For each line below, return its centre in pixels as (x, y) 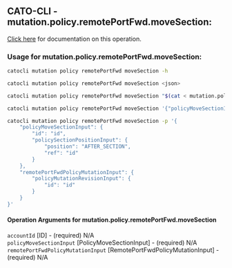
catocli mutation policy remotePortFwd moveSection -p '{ (92, 121)
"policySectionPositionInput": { (80, 140)
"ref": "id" (61, 153)
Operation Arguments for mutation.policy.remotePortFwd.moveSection (112, 220)
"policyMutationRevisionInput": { (81, 179)
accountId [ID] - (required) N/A (51, 236)
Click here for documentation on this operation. (74, 39)
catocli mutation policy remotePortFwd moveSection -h (88, 71)
